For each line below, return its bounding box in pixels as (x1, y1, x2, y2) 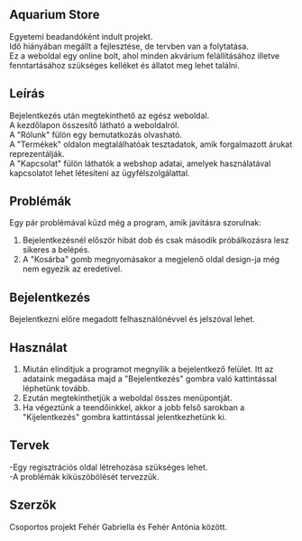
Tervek (9, 437, 50, 454)
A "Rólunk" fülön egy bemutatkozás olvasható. (9, 129, 183, 140)
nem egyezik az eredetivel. (22, 263, 124, 274)
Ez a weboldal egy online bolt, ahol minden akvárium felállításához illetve (9, 50, 280, 61)
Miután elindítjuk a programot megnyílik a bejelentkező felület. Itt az (22, 364, 274, 375)
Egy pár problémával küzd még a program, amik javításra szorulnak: (9, 217, 261, 228)
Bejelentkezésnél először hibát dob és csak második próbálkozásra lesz (22, 234, 290, 246)
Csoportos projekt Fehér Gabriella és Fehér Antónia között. (9, 521, 228, 532)
